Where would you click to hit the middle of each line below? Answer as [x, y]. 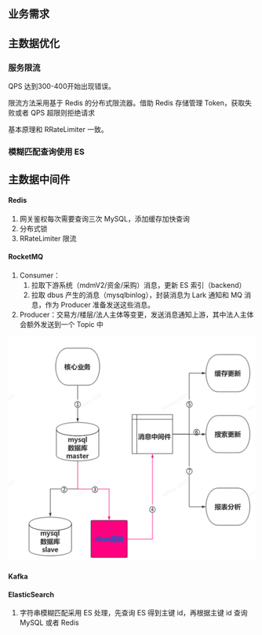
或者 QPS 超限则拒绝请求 [55, 113]
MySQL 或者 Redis [49, 622]
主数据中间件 [39, 180]
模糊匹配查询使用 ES [46, 152]
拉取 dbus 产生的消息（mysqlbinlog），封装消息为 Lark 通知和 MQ [137, 295]
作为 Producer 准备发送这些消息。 [100, 304]
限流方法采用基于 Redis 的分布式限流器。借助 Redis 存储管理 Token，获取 [127, 103]
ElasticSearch [31, 594]
